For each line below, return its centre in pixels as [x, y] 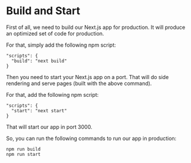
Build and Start [43, 11]
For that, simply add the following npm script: [61, 45]
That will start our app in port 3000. [49, 127]
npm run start [24, 154]
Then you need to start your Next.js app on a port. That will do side [88, 77]
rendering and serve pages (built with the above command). [79, 83]
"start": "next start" [39, 110]
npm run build [24, 149]
